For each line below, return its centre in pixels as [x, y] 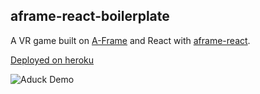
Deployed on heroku [52, 60]
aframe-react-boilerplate [90, 16]
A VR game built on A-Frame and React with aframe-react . [130, 40]
